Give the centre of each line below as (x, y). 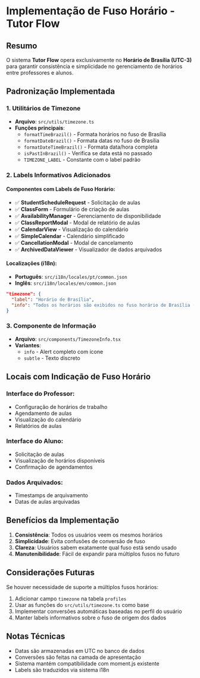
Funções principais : (40, 128)
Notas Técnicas (36, 637)
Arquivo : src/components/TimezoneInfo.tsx (68, 339)
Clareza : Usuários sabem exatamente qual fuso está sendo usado (96, 547)
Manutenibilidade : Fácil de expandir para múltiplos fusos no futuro (97, 554)
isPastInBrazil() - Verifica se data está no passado (88, 153)
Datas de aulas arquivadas (47, 502)
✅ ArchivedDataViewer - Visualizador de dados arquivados (88, 249)
